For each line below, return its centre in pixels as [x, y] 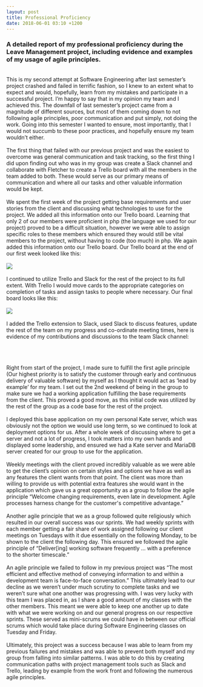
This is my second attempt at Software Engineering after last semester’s [96, 79]
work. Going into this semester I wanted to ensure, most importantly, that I [99, 124]
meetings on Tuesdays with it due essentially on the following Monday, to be [101, 535]
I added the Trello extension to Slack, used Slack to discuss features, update [102, 323]
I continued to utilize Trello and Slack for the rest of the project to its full [96, 279]
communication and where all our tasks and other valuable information [95, 182]
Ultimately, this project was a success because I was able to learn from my [99, 645]
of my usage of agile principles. [54, 59]
